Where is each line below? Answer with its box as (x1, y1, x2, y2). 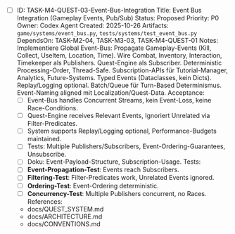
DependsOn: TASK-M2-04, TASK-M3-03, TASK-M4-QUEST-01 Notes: (16, 37, 219, 45)
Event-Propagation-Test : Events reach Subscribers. (27, 165, 180, 174)
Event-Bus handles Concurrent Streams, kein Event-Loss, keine (27, 96, 212, 105)
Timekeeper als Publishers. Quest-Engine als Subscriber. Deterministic (16, 59, 222, 67)
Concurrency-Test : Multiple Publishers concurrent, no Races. (27, 189, 207, 197)
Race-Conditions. (27, 104, 78, 112)
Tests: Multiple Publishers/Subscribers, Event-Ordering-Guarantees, (27, 142, 226, 150)
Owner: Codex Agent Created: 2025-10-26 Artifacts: (16, 21, 170, 30)
